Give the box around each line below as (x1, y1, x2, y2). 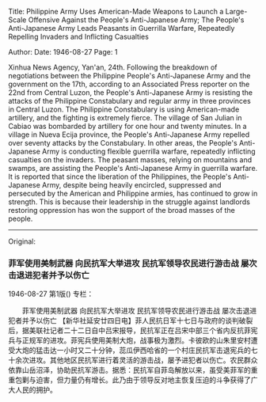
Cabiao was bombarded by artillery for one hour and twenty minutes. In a (8, 122, 247, 131)
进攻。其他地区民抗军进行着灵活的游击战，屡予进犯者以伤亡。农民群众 (28, 355, 258, 365)
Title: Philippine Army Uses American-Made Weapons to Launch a (8, 7, 224, 16)
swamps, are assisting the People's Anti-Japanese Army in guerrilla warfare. (8, 164, 258, 173)
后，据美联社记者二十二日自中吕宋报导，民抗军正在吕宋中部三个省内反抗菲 (8, 326, 251, 336)
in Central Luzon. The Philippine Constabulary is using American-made (8, 104, 240, 114)
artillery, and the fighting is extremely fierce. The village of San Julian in (8, 113, 242, 122)
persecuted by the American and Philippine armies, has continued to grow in (8, 189, 258, 198)
